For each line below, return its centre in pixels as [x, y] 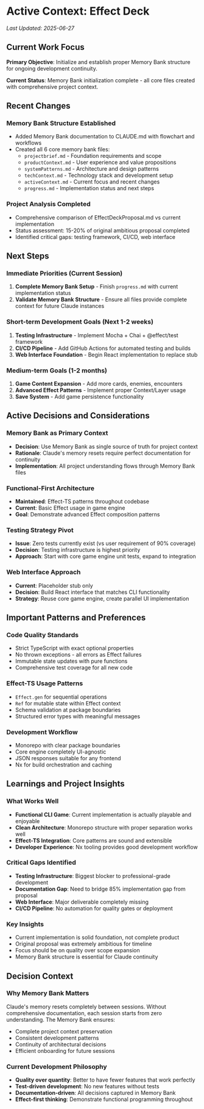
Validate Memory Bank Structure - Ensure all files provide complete [101, 299]
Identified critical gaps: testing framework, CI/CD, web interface [95, 237]
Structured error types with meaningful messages [78, 716]
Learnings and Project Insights [65, 784]
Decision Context [40, 976]
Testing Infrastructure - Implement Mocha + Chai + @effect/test [97, 335]
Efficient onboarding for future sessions [65, 1050]
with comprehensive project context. [52, 87]
